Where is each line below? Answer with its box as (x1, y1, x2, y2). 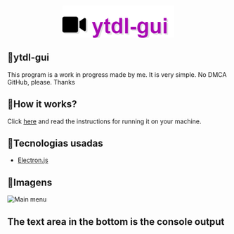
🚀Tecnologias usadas (7, 137, 103, 149)
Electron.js (17, 156, 48, 164)
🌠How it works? (7, 98, 77, 111)
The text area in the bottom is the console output (7, 216, 225, 228)
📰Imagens (7, 176, 53, 188)
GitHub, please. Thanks (7, 78, 75, 86)
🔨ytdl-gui (7, 51, 50, 63)
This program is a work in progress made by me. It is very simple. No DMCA (7, 70, 227, 79)
